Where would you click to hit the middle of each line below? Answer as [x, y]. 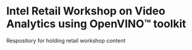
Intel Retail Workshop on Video [86, 11]
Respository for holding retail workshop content [66, 40]
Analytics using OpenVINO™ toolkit [96, 24]
